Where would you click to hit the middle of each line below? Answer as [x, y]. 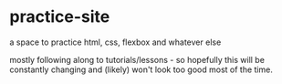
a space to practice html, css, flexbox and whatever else [115, 42]
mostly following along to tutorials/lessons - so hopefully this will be [137, 59]
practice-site [60, 17]
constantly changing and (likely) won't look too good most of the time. [141, 69]
